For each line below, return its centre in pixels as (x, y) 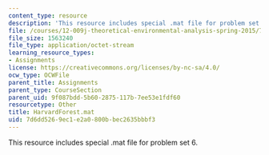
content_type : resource (48, 16)
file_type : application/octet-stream (71, 46)
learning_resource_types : (51, 53)
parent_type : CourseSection (55, 90)
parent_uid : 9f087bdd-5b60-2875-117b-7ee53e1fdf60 (94, 97)
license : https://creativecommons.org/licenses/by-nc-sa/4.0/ (114, 68)
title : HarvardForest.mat (51, 113)
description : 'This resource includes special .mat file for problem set (134, 23)
